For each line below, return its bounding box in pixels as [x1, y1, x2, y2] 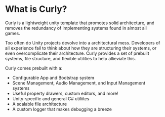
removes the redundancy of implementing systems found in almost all [5, 25, 147, 31]
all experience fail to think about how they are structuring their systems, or [5, 45, 157, 51]
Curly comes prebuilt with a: [5, 65, 63, 71]
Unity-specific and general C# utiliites [12, 95, 90, 102]
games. [5, 30, 21, 36]
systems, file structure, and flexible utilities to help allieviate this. [5, 55, 136, 61]
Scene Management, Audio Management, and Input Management [12, 80, 146, 86]
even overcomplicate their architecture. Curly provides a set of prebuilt [5, 50, 150, 56]
